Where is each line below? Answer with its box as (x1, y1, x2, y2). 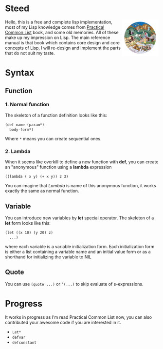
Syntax (5, 67, 35, 78)
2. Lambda (5, 148, 31, 155)
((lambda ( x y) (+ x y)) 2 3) (5, 174, 69, 179)
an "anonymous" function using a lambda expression (5, 164, 112, 170)
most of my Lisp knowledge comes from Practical (5, 24, 105, 30)
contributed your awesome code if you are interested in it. (5, 319, 122, 325)
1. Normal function (5, 101, 50, 108)
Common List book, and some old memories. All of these (5, 29, 119, 35)
